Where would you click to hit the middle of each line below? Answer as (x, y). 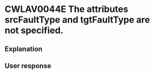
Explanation (24, 49)
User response (28, 66)
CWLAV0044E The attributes (67, 9)
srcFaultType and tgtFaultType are (77, 20)
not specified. (34, 30)
